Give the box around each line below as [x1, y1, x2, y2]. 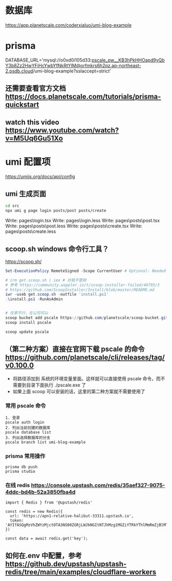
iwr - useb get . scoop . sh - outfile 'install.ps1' [5, 292, 109, 297]
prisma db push [5, 464, 38, 470]
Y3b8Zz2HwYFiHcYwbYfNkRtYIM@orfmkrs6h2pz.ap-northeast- [5, 62, 142, 68]
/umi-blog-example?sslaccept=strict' [33, 68, 112, 74]
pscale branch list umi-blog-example [5, 439, 86, 444]
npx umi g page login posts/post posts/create [5, 208, 106, 214]
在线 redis [5, 482, 30, 489]
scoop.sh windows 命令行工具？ [5, 244, 109, 253]
